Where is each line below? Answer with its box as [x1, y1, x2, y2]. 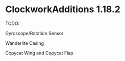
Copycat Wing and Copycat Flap [5, 50, 73, 56]
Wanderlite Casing [5, 40, 44, 46]
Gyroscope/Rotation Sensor [5, 30, 64, 36]
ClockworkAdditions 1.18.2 [5, 4, 121, 15]
